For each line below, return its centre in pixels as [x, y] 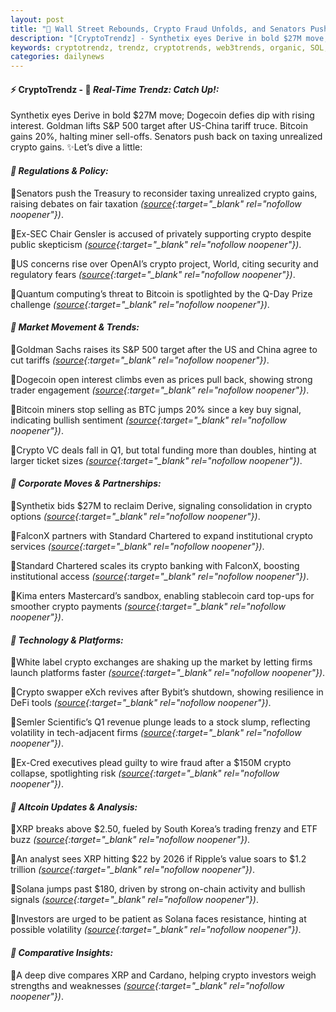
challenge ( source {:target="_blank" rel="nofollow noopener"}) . [140, 304]
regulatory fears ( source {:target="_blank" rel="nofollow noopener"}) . [153, 274]
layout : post [37, 19]
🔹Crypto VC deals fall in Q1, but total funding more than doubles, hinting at [163, 450]
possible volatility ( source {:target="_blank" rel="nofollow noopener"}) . [156, 930]
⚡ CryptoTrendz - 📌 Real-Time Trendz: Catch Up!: [115, 89]
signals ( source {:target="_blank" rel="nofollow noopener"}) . [134, 900]
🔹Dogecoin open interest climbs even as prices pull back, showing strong [161, 379]
